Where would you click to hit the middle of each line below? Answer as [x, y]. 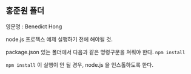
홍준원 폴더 [25, 11]
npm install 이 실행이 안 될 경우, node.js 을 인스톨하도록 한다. [80, 64]
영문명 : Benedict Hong [34, 26]
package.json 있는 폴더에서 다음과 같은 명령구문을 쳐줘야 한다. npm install [95, 52]
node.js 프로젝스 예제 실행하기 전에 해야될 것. [59, 39]
